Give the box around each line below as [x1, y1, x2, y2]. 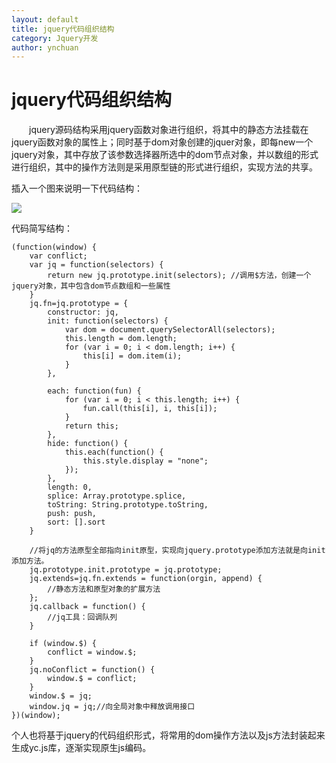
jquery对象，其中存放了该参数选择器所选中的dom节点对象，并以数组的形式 [11, 149, 319, 161]
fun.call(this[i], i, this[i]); [82, 404, 218, 414]
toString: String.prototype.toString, [47, 500, 209, 510]
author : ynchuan [11, 42, 79, 53]
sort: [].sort [47, 517, 106, 528]
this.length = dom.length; [64, 334, 178, 344]
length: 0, [47, 482, 93, 493]
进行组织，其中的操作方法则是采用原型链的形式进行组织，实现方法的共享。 [11, 161, 318, 173]
